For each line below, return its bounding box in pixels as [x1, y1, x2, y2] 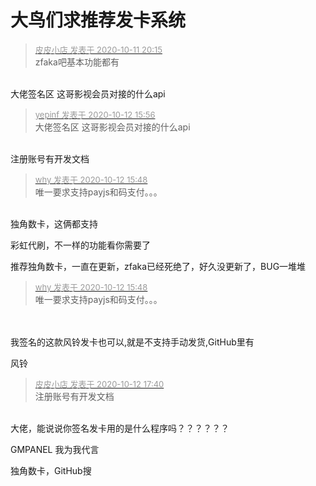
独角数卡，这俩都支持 [10, 217, 98, 230]
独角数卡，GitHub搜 [10, 464, 92, 476]
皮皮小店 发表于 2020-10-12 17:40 [34, 378, 165, 390]
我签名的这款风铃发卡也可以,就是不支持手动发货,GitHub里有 [10, 336, 255, 348]
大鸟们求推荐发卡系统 [10, 9, 187, 32]
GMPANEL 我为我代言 [10, 443, 100, 455]
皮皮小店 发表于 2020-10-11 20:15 [34, 44, 163, 55]
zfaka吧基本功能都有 [34, 56, 120, 68]
